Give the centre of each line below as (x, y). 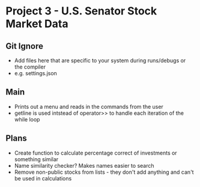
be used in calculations (43, 178)
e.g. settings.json (36, 73)
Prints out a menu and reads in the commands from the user (89, 106)
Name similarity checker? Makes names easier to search (84, 165)
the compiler (30, 67)
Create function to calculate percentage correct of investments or (96, 153)
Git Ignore (24, 46)
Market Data (37, 24)
